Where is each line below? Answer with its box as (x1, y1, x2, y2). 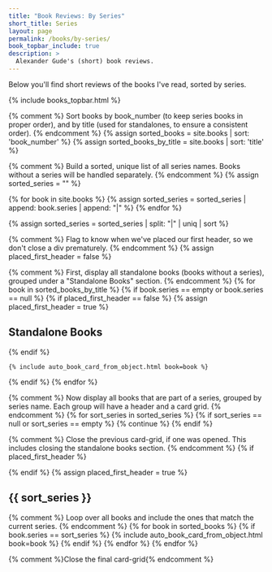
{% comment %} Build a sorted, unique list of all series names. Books (8, 161, 241, 171)
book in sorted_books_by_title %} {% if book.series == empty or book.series (8, 284, 264, 294)
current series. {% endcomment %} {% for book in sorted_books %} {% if (8, 521, 256, 531)
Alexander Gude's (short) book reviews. (15, 58, 154, 66)
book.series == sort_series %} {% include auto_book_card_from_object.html (8, 530, 263, 539)
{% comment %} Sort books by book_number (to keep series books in (8, 110, 244, 120)
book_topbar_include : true (8, 42, 100, 50)
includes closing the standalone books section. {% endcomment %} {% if (8, 443, 254, 453)
